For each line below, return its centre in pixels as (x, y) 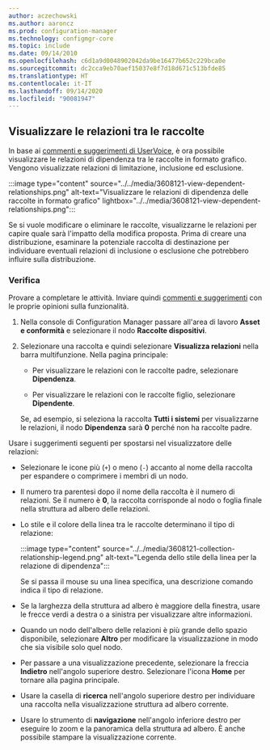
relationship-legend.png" (62, 558)
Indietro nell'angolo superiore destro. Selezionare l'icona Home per (133, 672)
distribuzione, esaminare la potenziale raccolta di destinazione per (119, 242)
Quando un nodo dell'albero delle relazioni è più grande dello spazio (134, 630)
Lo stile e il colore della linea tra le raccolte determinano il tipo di (127, 525)
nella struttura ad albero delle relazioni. (85, 509)
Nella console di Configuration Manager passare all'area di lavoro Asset (140, 322)
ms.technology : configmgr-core (61, 38)
